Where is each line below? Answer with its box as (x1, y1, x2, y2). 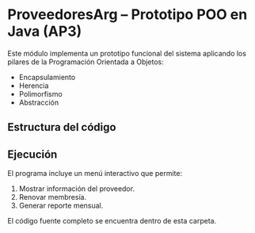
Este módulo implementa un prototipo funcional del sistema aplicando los (7, 48, 247, 58)
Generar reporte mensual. (18, 201, 104, 211)
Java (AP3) (7, 22, 82, 40)
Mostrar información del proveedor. (18, 184, 135, 193)
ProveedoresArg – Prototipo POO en (7, 6, 248, 24)
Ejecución (7, 147, 58, 161)
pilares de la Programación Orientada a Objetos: (7, 57, 164, 67)
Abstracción (18, 97, 59, 107)
